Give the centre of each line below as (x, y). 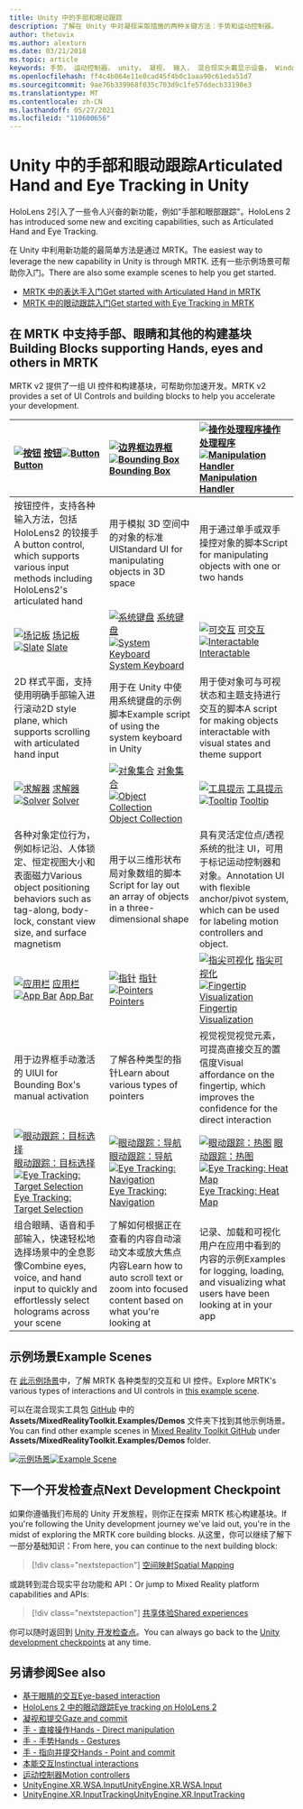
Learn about (144, 1073)
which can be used (239, 909)
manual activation (51, 1095)
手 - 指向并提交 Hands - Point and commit (99, 1752)
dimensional (135, 918)
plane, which (41, 720)
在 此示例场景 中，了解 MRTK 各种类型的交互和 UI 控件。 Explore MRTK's (143, 1380)
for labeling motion (239, 921)
